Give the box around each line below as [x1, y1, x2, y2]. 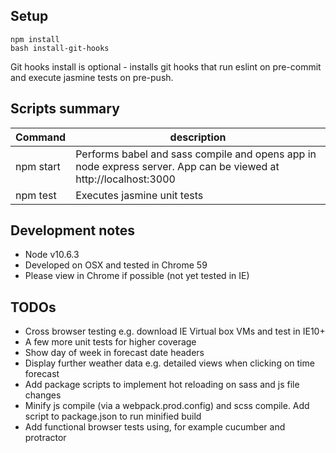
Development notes [10, 222, 135, 239]
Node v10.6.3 [24, 249, 80, 261]
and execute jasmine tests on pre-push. [10, 71, 174, 83]
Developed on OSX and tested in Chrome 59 [24, 259, 208, 271]
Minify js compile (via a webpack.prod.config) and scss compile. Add [24, 400, 310, 412]
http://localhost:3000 [75, 172, 176, 186]
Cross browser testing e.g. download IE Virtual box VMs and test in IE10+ [24, 325, 326, 338]
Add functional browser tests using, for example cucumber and [24, 421, 286, 433]
